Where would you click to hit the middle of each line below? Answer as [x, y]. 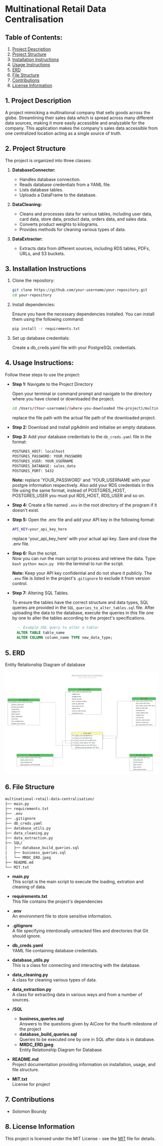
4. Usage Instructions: [39, 363]
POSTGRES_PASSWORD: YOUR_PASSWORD [47, 456]
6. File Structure [30, 787]
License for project [31, 1084]
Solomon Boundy [29, 1111]
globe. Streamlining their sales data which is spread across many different [79, 118]
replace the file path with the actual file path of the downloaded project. [84, 417]
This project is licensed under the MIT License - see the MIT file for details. [80, 1138]
